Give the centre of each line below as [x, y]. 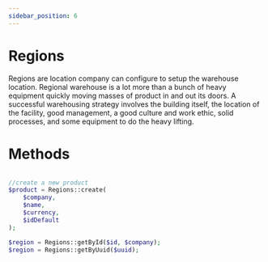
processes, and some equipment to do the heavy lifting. [101, 121]
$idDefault [41, 220]
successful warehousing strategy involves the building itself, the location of [134, 104]
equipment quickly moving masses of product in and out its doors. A [122, 95]
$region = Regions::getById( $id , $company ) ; [85, 242]
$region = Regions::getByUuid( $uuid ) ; [74, 250]
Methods [39, 154]
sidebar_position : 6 [43, 16]
